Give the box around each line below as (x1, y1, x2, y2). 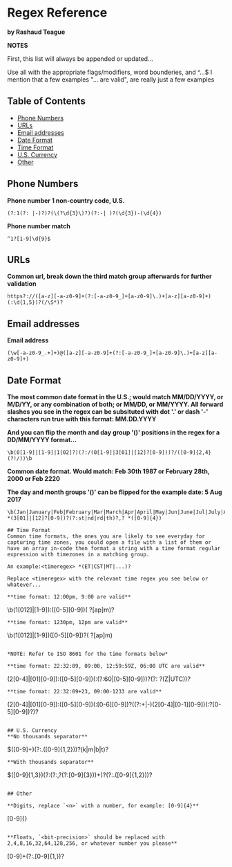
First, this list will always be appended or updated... (7, 54, 153, 63)
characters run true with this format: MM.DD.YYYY (7, 415, 157, 423)
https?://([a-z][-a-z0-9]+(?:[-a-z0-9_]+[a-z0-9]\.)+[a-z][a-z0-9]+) (7, 293, 212, 300)
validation (7, 280, 37, 288)
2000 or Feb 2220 (7, 475, 61, 482)
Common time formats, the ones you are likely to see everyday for (7, 533, 206, 540)
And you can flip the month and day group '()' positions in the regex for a (7, 428, 220, 437)
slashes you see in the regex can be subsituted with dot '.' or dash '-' (7, 408, 209, 416)
